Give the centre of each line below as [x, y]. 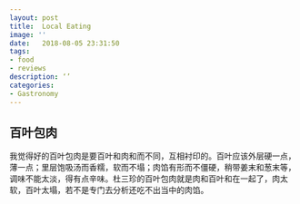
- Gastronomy [34, 93]
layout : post [34, 18]
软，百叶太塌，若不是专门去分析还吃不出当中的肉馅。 [109, 190]
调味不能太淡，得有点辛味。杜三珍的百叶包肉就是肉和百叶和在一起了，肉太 [149, 179]
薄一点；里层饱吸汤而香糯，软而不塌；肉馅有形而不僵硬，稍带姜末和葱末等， [153, 168]
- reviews [28, 69]
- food [22, 60]
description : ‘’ [40, 77]
